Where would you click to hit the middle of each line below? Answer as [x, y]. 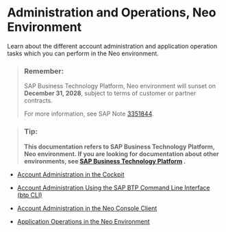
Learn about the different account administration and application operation [112, 46]
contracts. [38, 101]
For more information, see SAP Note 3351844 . [89, 114]
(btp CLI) [29, 195]
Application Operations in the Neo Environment [83, 221]
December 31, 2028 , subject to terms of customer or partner [110, 93]
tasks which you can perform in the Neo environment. [83, 53]
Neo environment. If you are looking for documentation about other [121, 154]
